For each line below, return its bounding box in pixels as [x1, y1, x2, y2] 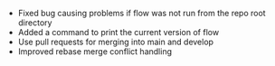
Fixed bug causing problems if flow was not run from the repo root [17, 8, 266, 18]
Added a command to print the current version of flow [17, 27, 220, 37]
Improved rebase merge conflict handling [17, 46, 172, 57]
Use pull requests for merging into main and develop [17, 36, 214, 47]
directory [17, 17, 52, 28]
